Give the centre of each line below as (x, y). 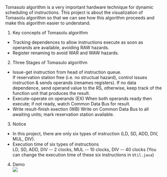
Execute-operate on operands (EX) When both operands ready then (82, 98)
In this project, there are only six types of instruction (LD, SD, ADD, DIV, (85, 133)
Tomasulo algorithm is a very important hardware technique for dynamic (79, 7)
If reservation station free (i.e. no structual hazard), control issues (80, 77)
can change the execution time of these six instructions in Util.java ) (83, 155)
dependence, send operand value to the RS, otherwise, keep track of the (87, 88)
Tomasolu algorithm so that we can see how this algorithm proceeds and (80, 18)
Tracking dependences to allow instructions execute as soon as (78, 42)
